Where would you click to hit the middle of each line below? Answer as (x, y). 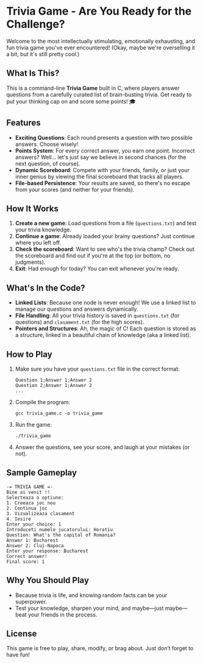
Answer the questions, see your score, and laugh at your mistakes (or (102, 447)
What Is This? (33, 74)
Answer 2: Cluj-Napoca (35, 545)
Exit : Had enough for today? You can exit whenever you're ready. (97, 269)
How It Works (33, 208)
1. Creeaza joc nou (31, 503)
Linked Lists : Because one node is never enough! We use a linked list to (105, 303)
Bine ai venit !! (28, 492)
